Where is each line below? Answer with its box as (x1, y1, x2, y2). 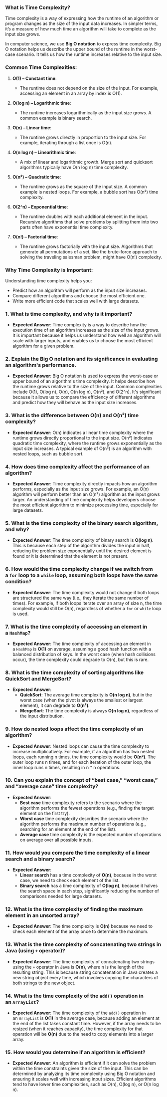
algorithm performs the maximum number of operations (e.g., (19, 821, 146, 827)
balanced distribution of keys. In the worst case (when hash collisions (12, 651, 156, 657)
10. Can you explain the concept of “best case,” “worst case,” (5, 777, 158, 784)
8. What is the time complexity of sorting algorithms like (5, 669, 144, 676)
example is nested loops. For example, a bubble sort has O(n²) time (19, 189, 159, 195)
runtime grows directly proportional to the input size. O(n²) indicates (12, 435, 153, 440)
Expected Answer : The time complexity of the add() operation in (12, 1010, 146, 1016)
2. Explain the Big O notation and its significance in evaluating (5, 356, 158, 363)
